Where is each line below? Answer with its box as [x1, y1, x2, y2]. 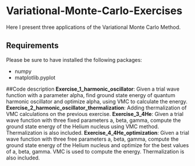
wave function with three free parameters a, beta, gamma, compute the [6, 135, 179, 142]
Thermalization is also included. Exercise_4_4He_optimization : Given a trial [6, 129, 190, 136]
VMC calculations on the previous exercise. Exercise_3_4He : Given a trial [6, 110, 184, 117]
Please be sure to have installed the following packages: [6, 56, 142, 63]
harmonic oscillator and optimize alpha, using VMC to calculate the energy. [6, 98, 188, 105]
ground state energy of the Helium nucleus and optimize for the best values [6, 141, 189, 148]
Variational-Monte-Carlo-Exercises [6, 4, 183, 18]
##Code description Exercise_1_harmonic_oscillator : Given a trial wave [6, 85, 180, 92]
